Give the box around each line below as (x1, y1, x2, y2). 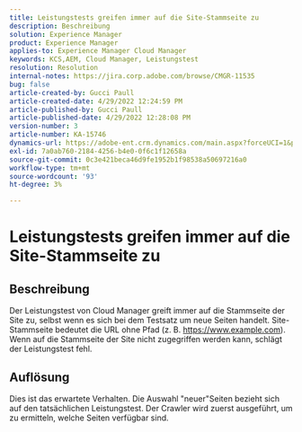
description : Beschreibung (9, 22, 111, 31)
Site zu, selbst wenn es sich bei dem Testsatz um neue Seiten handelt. (9, 315, 271, 326)
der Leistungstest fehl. (9, 343, 93, 355)
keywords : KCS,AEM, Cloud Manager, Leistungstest (9, 55, 200, 64)
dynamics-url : (9, 138, 63, 147)
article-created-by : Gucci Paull (9, 88, 135, 97)
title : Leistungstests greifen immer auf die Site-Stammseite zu (9, 13, 259, 22)
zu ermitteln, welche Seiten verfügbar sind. (9, 412, 169, 423)
